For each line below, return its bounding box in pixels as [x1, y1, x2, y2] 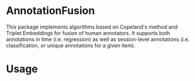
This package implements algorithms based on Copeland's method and [6, 23, 178, 30]
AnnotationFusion [6, 4, 95, 17]
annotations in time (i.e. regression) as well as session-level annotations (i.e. [6, 36, 190, 43]
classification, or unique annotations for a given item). [6, 42, 135, 49]
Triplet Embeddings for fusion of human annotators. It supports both [6, 29, 170, 36]
